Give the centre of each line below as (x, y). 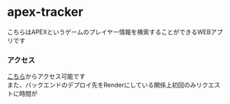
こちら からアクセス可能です (46, 76)
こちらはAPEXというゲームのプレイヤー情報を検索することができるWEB (109, 32)
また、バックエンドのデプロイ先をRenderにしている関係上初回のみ (102, 85)
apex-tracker (45, 12)
